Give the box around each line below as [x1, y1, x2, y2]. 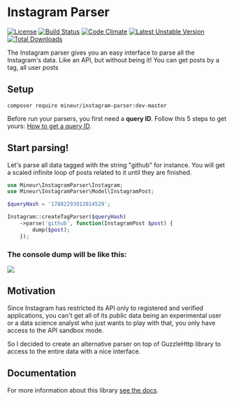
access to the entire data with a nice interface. [7, 347, 141, 356]
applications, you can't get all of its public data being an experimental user [7, 311, 222, 319]
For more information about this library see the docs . [7, 386, 159, 394]
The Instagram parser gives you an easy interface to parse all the [7, 48, 195, 57]
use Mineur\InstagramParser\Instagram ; [7, 181, 124, 189]
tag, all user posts [7, 63, 59, 71]
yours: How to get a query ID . [7, 122, 92, 130]
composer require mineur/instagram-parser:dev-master [7, 102, 168, 109]
